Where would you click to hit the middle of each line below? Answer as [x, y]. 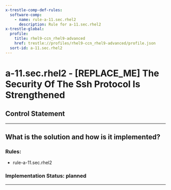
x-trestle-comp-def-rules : [34, 10]
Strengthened [35, 95]
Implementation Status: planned [46, 176]
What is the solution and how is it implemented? [83, 137]
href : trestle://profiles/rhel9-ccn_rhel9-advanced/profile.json [85, 43]
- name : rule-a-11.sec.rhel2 [45, 19]
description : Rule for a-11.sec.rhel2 [60, 24]
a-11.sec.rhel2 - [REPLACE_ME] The [82, 73]
